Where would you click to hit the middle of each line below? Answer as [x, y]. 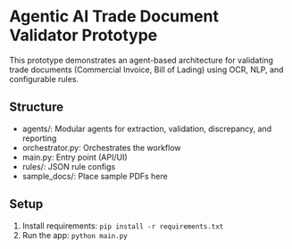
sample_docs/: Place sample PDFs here [95, 176]
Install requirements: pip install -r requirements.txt [123, 226]
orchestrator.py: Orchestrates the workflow [101, 147]
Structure [37, 108]
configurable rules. [44, 79]
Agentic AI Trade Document [114, 17]
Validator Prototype [83, 35]
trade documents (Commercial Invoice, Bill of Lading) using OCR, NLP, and [146, 70]
